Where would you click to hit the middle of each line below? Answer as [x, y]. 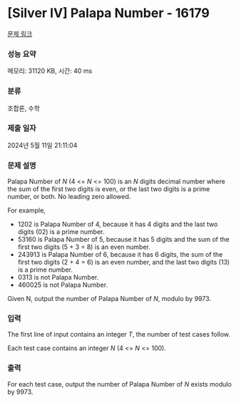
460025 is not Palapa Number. [63, 285]
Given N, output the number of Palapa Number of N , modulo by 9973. [110, 299]
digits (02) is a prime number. [61, 232]
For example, [27, 210]
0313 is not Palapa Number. [58, 277]
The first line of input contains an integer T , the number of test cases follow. [119, 335]
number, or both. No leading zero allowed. [69, 197]
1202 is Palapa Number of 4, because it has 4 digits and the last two [118, 224]
